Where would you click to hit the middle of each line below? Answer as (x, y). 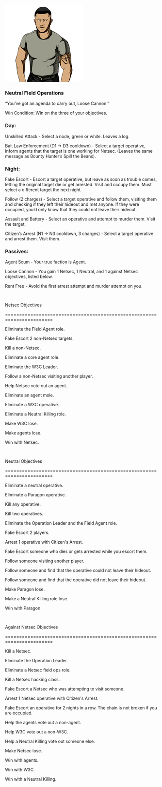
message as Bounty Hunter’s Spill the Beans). (50, 156)
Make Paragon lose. (25, 590)
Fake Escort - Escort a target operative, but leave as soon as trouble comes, (81, 179)
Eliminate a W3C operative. (32, 405)
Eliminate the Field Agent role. (35, 329)
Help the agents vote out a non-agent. (43, 723)
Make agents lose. (23, 433)
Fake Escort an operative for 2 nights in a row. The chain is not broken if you (81, 708)
